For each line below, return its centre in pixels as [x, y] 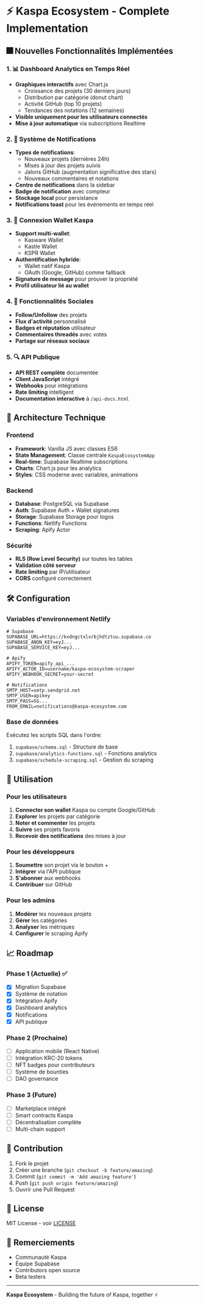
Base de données [33, 722]
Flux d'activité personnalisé [51, 321]
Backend [20, 491]
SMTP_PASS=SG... [27, 701]
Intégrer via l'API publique [48, 872]
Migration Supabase [41, 987]
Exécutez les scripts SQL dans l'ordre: [54, 735]
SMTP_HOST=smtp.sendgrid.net [43, 691]
